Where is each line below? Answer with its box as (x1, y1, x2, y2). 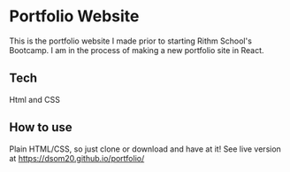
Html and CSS (9, 94, 60, 105)
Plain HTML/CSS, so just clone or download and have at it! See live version (9, 144, 281, 154)
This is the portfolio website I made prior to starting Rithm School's (9, 35, 252, 46)
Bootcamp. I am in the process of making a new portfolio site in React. (9, 44, 264, 55)
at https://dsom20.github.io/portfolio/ (9, 152, 145, 163)
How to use (9, 120, 72, 135)
